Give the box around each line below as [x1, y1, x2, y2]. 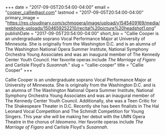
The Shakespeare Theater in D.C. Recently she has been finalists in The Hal [5, 103, 160, 109]
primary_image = [5, 15, 40, 20]
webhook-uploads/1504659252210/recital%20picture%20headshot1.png [5, 25, 155, 31]
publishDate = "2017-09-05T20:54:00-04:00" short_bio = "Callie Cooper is [5, 31, 159, 36]
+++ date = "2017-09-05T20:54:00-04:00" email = [5, 4, 110, 10]
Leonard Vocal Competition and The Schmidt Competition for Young [5, 108, 144, 114]
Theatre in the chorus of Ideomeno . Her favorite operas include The [5, 119, 144, 125]
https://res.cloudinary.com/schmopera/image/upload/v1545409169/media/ [7, 20, 160, 26]
